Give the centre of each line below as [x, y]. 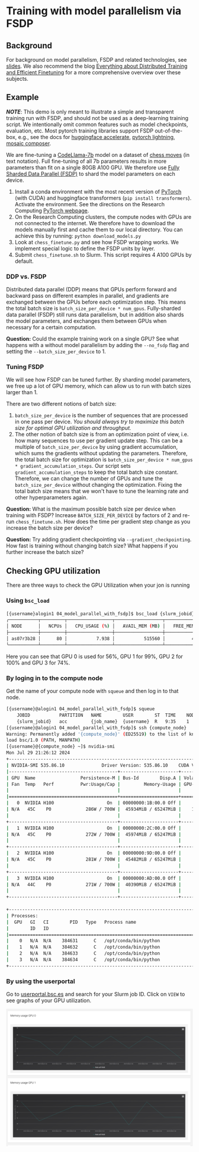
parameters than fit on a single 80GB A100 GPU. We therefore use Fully [93, 167]
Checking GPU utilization [53, 571]
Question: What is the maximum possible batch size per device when [91, 509]
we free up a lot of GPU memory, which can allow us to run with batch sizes [99, 386]
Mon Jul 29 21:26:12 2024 [38, 753]
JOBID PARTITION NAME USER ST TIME [97, 715]
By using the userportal [41, 981]
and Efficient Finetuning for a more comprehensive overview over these [94, 72]
